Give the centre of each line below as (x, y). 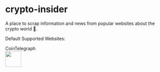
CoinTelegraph (21, 48)
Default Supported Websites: (35, 39)
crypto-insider (37, 9)
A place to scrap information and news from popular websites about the (80, 23)
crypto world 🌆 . (21, 28)
